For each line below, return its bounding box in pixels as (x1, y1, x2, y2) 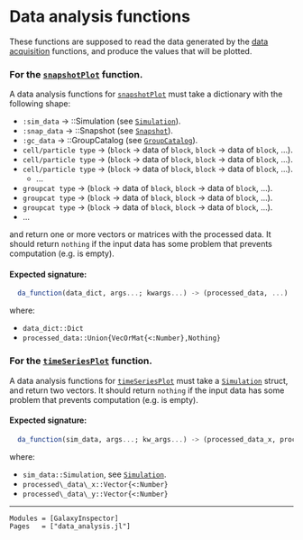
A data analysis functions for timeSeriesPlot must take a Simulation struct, (9, 375, 289, 386)
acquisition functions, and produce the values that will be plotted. (9, 45, 252, 56)
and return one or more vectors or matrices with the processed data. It (9, 229, 272, 240)
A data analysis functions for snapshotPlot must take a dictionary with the (9, 88, 283, 100)
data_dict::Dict (22, 325, 84, 334)
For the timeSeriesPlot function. (9, 354, 153, 367)
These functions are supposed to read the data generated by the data (9, 36, 269, 47)
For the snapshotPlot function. (9, 68, 143, 80)
